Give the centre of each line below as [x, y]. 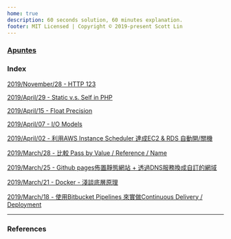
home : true [23, 13]
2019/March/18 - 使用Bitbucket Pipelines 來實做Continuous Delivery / [105, 196]
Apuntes [22, 50]
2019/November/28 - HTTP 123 [52, 84]
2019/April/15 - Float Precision [50, 110]
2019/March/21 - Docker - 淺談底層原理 [63, 182]
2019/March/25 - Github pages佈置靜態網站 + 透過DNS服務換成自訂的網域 [112, 167]
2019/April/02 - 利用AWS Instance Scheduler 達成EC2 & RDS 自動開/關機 [110, 138]
